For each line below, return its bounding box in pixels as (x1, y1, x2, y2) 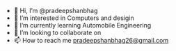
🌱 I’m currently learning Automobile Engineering (13, 21, 152, 29)
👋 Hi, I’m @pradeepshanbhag (13, 7, 98, 14)
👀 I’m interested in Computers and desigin (13, 14, 134, 22)
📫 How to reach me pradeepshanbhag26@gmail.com (13, 37, 169, 44)
